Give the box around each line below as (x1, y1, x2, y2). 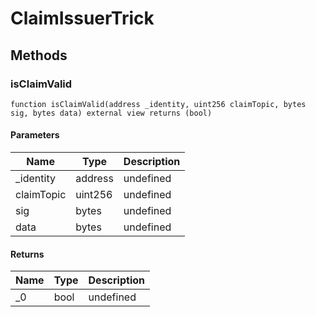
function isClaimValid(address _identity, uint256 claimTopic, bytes (10, 99, 307, 109)
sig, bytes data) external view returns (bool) (10, 108, 213, 118)
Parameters (10, 129, 60, 141)
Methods (10, 47, 68, 64)
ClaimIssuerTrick (10, 7, 155, 30)
